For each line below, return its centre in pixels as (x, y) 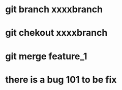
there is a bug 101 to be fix (61, 80)
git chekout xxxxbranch (56, 33)
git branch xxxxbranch (54, 9)
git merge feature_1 (46, 56)
